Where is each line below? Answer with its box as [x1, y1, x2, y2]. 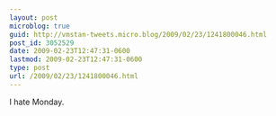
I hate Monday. [9, 96, 65, 107]
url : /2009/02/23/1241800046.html [9, 72, 139, 81]
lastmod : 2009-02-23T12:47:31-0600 [9, 55, 143, 64]
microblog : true [9, 22, 70, 31]
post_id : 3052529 [9, 38, 75, 48]
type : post [9, 64, 50, 73]
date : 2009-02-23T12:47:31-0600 [9, 47, 130, 56]
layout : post [9, 13, 58, 22]
